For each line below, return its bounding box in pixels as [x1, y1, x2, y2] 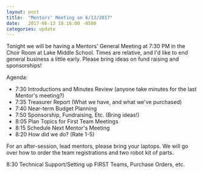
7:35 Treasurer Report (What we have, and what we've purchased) [15, 99, 183, 106]
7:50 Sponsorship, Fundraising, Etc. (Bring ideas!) [15, 111, 140, 119]
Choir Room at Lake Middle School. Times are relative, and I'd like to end [6, 49, 189, 57]
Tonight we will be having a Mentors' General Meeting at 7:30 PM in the [6, 43, 186, 50]
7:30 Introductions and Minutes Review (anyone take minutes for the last [15, 86, 197, 93]
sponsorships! [6, 62, 42, 69]
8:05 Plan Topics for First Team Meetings [15, 118, 119, 125]
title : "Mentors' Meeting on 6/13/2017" [6, 15, 113, 21]
